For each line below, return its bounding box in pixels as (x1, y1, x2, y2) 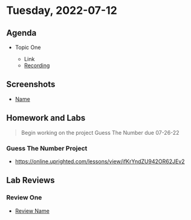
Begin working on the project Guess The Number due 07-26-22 (21, 129, 180, 136)
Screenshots (6, 79, 56, 89)
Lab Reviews (6, 175, 56, 186)
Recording (24, 62, 50, 69)
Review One (6, 193, 42, 202)
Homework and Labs (6, 113, 86, 123)
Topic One (15, 44, 41, 51)
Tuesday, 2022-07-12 (6, 4, 118, 18)
